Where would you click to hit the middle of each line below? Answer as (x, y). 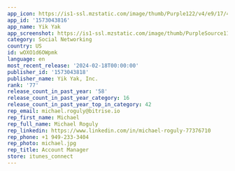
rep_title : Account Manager (48, 150)
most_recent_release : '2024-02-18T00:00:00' (73, 66)
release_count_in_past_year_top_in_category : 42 (79, 105)
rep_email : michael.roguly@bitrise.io (64, 111)
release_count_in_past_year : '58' (58, 91)
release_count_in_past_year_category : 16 (69, 98)
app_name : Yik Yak (34, 27)
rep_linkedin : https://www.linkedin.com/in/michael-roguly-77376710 (109, 131)
